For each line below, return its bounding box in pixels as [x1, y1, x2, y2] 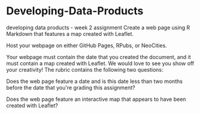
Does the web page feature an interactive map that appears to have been [6, 95, 186, 103]
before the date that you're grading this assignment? [6, 84, 136, 91]
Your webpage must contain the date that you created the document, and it [6, 53, 191, 60]
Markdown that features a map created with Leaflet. [6, 30, 134, 37]
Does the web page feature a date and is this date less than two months [6, 78, 183, 85]
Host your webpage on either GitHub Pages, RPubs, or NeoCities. [6, 42, 167, 49]
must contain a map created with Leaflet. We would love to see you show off [6, 60, 195, 67]
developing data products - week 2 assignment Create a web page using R [6, 24, 190, 31]
